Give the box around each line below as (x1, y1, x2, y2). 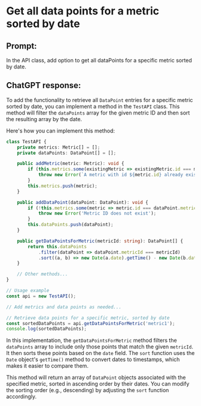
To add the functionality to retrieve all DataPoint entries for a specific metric (6, 96, 193, 103)
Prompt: (6, 41, 37, 51)
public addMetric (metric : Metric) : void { (17, 161, 124, 167)
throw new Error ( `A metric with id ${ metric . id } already (38, 172, 184, 178)
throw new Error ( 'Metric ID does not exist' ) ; (38, 210, 157, 216)
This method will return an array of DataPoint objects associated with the (6, 374, 186, 381)
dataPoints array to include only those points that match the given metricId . (6, 343, 193, 350)
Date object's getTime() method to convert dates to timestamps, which (6, 356, 180, 363)
